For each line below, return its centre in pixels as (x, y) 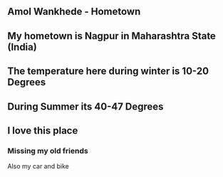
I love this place (43, 130)
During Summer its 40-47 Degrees (85, 106)
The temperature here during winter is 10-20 (108, 71)
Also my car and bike (38, 166)
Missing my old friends (48, 151)
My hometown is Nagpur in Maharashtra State (111, 36)
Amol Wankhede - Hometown (74, 12)
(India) (22, 47)
